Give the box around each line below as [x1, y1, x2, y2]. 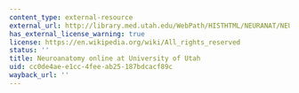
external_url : [9, 21, 62, 30]
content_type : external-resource [9, 12, 133, 22]
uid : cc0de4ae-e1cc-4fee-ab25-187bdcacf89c [9, 63, 174, 72]
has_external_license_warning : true [9, 29, 145, 38]
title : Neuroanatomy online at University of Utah [9, 54, 201, 63]
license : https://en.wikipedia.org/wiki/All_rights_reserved [9, 37, 241, 47]
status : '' [9, 46, 50, 55]
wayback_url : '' [9, 71, 69, 80]
